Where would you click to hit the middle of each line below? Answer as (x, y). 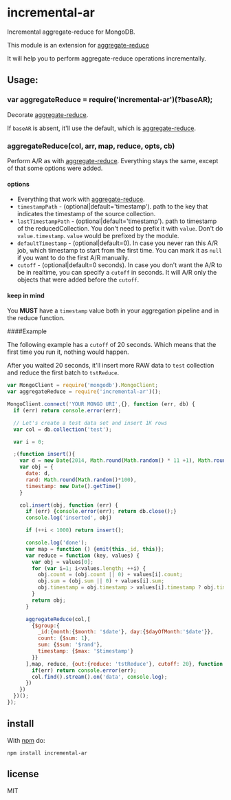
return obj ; (49, 600)
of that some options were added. (55, 168)
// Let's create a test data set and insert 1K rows (90, 423)
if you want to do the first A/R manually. (73, 258)
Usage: (23, 80)
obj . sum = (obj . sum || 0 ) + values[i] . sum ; (101, 581)
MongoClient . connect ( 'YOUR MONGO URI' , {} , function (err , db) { (101, 404)
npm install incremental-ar (47, 753)
